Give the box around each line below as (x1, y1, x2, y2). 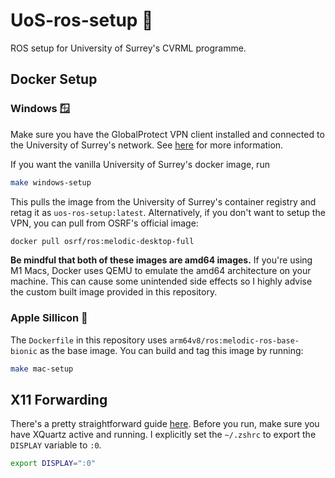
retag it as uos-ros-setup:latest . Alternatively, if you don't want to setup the (10, 206, 326, 218)
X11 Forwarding (10, 391, 108, 408)
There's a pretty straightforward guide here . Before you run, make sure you (10, 418, 320, 430)
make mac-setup (10, 364, 74, 374)
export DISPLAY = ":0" (10, 459, 97, 469)
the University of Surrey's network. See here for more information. (10, 139, 284, 151)
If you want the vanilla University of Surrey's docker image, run (10, 158, 270, 170)
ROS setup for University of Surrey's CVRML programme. (10, 42, 247, 54)
